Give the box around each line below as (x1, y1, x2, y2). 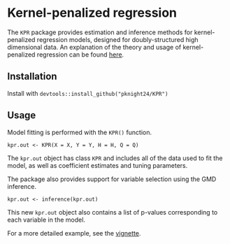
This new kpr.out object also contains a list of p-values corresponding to (7, 208, 218, 216)
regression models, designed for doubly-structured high (36, 35, 199, 43)
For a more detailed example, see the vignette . (7, 229, 141, 237)
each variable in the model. (7, 215, 86, 224)
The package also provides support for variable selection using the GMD (7, 175, 217, 183)
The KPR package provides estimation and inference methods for (7, 28, 193, 36)
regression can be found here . (36, 50, 124, 59)
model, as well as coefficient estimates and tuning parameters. (7, 161, 188, 169)
